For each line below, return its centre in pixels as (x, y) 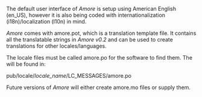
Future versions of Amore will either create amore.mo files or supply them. (99, 87)
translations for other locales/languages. (56, 46)
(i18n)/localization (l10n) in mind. (46, 21)
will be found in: (26, 64)
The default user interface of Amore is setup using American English (91, 9)
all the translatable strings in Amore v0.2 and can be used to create (90, 39)
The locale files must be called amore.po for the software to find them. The (99, 58)
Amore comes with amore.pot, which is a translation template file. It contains (101, 33)
